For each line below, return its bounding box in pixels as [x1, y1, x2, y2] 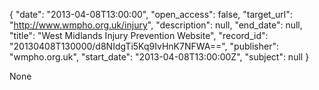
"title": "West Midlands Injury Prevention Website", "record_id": [9, 30, 269, 41]
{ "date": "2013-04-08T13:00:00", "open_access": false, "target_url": [9, 9, 293, 20]
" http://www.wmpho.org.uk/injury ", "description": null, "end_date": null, [9, 19, 303, 31]
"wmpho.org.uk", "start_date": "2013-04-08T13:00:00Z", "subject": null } [9, 51, 310, 63]
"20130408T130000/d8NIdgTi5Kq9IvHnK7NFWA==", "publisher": [9, 40, 279, 52]
